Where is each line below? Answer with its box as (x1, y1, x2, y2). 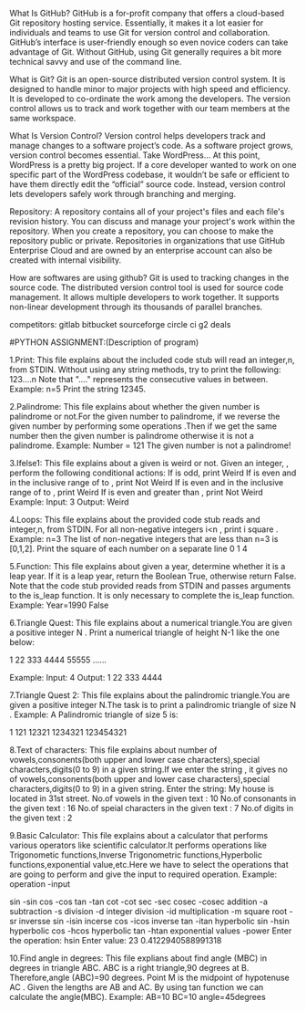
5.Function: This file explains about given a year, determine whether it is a (9, 561, 286, 571)
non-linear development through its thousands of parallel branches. (9, 301, 263, 312)
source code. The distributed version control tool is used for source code (9, 282, 284, 293)
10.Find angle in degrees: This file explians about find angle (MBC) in (9, 953, 267, 964)
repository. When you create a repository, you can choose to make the (9, 225, 274, 236)
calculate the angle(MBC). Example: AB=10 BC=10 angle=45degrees (9, 992, 266, 1002)
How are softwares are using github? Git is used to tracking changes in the (9, 273, 290, 283)
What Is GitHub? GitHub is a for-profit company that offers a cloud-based (9, 8, 285, 18)
